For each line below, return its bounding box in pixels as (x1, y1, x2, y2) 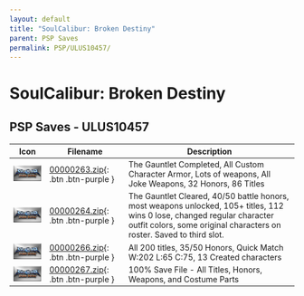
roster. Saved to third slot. (128, 229, 224, 240)
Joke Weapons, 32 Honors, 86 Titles (128, 178, 265, 189)
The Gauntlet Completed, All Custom (128, 159, 264, 169)
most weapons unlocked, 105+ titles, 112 (128, 200, 284, 212)
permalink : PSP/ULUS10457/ (9, 43, 111, 53)
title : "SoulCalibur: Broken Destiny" (9, 24, 156, 33)
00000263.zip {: (49, 164, 109, 175)
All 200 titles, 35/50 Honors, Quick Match (128, 242, 284, 253)
